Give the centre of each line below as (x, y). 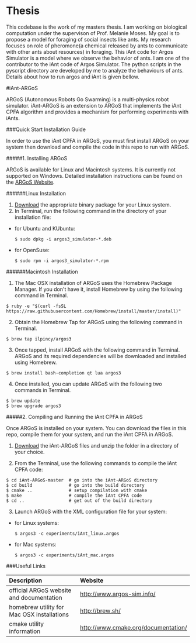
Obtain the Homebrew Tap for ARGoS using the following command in (98, 322)
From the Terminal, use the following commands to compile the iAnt (96, 463)
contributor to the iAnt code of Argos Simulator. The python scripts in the (94, 64)
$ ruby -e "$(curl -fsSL (36, 306)
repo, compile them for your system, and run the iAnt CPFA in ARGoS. (90, 434)
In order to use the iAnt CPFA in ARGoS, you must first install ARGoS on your (98, 140)
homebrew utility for (36, 607)
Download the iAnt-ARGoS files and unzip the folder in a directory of (97, 445)
